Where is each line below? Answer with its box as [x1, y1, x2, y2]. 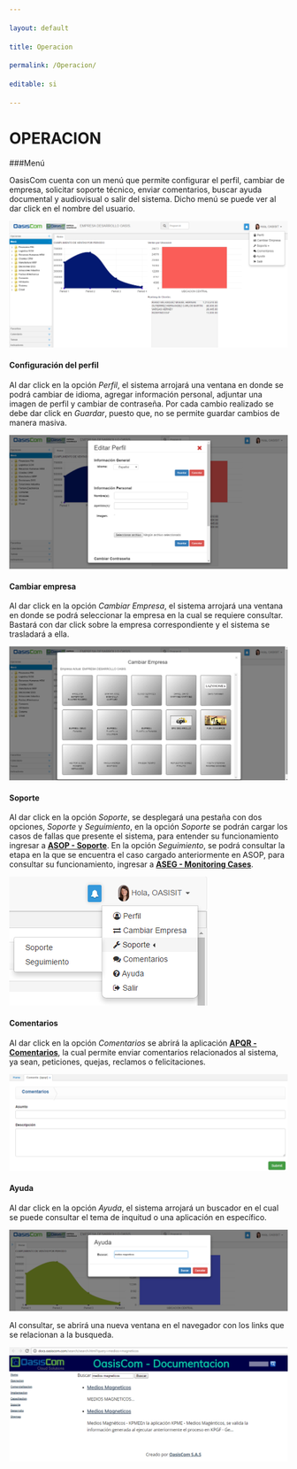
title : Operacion [9, 43, 73, 51]
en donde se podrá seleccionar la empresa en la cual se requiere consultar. [9, 610, 284, 621]
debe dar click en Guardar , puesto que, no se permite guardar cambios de [9, 407, 280, 418]
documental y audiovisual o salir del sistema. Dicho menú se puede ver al [9, 193, 277, 204]
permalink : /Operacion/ [9, 61, 97, 70]
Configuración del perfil [9, 360, 99, 370]
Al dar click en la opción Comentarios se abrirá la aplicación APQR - [9, 1037, 258, 1048]
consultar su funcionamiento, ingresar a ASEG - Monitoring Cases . [9, 859, 254, 870]
